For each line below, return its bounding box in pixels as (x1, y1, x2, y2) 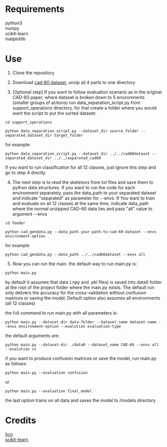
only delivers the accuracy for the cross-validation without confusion (5, 290, 147, 296)
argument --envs (12, 211, 48, 217)
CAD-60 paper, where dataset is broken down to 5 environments (12, 94, 145, 100)
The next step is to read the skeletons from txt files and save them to (12, 179, 154, 185)
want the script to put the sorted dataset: (12, 110, 96, 116)
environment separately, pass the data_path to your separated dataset (12, 190, 157, 196)
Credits (5, 415, 36, 426)
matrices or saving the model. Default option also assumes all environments (5, 295, 161, 301)
